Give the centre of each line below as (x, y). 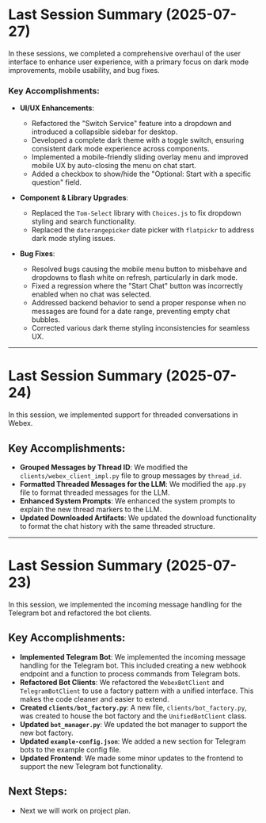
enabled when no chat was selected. (91, 294)
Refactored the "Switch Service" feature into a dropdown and (131, 124)
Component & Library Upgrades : (74, 198)
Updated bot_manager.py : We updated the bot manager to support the (133, 724)
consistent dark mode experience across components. (120, 149)
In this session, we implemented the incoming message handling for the (125, 604)
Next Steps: (38, 792)
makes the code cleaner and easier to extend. (94, 699)
